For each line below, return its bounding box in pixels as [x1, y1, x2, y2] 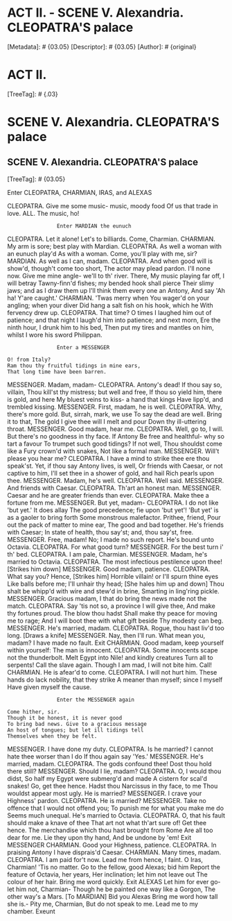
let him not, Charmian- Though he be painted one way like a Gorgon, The [7, 885, 216, 893]
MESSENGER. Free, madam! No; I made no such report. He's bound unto [7, 535, 215, 543]
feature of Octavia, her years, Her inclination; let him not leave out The [7, 870, 208, 879]
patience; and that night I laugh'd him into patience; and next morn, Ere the [7, 316, 221, 324]
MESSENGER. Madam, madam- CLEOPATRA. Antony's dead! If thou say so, [7, 380, 223, 389]
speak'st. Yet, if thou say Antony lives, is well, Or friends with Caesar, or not [7, 462, 223, 470]
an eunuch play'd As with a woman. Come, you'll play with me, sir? [7, 249, 197, 257]
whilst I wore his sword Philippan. [7, 330, 102, 339]
